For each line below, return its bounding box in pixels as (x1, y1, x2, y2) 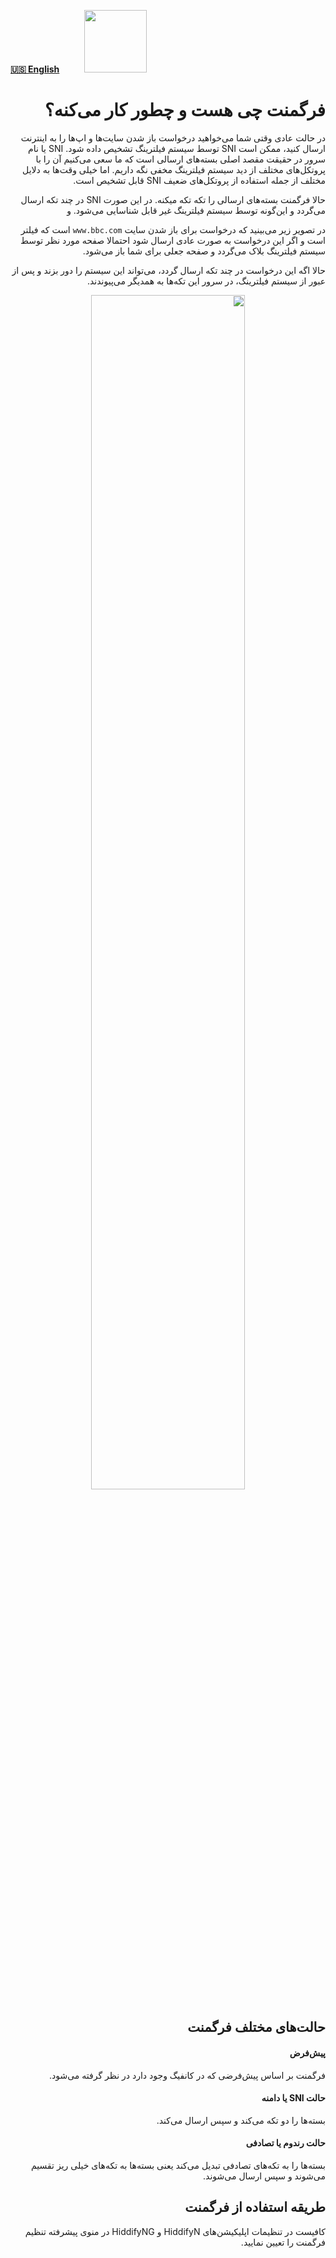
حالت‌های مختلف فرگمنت (187, 2019, 326, 2036)
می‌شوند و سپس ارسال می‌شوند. (203, 2170, 326, 2182)
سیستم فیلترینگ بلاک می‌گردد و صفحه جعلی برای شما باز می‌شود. (82, 245, 326, 257)
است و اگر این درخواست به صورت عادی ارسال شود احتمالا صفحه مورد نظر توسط (19, 234, 326, 246)
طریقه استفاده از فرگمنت (184, 2199, 326, 2216)
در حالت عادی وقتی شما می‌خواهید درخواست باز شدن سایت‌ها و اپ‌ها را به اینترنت (20, 131, 326, 144)
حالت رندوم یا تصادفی (245, 2137, 326, 2149)
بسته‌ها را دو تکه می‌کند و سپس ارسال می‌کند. (156, 2114, 326, 2126)
